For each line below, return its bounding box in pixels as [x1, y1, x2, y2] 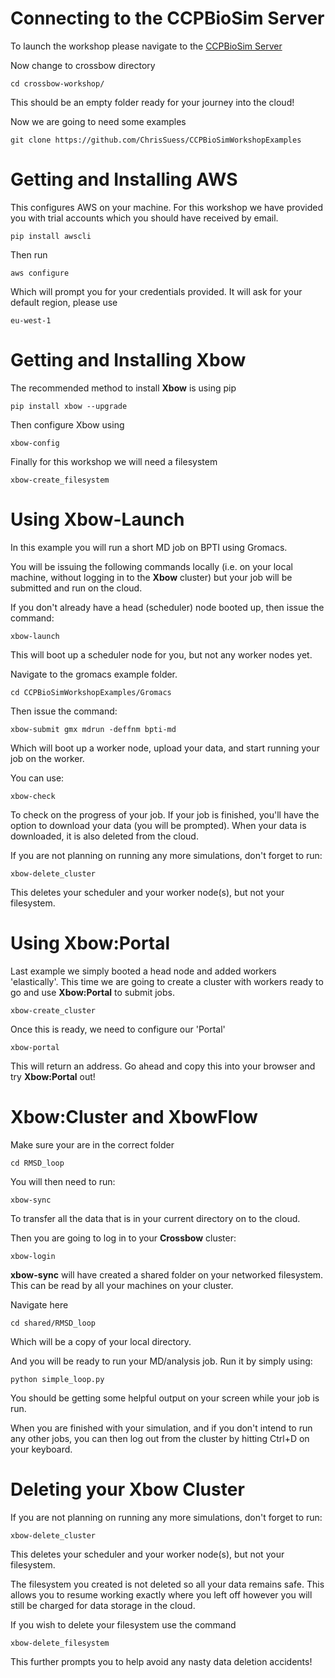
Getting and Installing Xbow [10, 349, 247, 372]
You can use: [10, 772, 65, 784]
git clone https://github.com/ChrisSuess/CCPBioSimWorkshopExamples [10, 135, 302, 145]
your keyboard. [10, 1443, 73, 1455]
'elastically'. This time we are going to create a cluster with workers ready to [10, 975, 324, 987]
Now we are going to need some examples [10, 115, 187, 127]
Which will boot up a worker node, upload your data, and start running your [10, 742, 320, 754]
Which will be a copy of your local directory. [10, 1335, 192, 1347]
